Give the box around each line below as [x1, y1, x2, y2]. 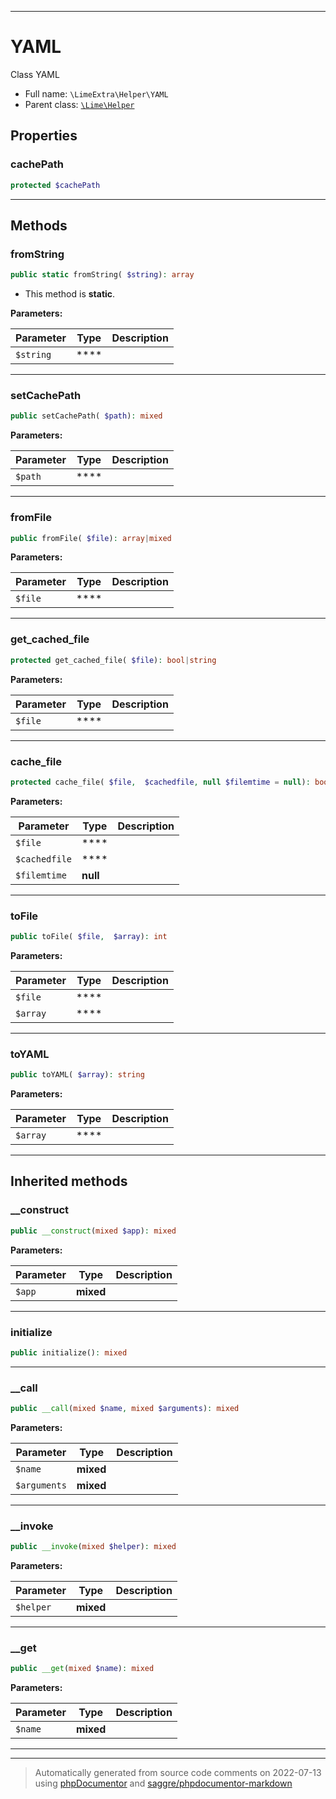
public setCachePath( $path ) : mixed [10, 411, 163, 421]
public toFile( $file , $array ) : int [10, 932, 168, 942]
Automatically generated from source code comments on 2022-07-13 [34, 1767, 322, 1779]
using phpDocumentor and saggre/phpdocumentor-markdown [34, 1777, 293, 1790]
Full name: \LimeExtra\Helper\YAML [24, 87, 169, 100]
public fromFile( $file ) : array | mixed [10, 533, 172, 543]
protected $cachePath [10, 180, 101, 190]
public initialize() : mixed [10, 1347, 128, 1358]
